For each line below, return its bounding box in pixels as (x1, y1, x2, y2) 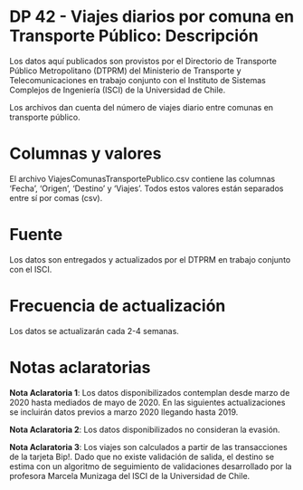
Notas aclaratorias (9, 357, 151, 378)
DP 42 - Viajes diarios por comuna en (9, 6, 295, 27)
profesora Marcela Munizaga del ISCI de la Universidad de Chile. (9, 470, 251, 481)
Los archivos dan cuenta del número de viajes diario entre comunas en (9, 101, 274, 112)
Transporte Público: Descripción (9, 25, 260, 46)
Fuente (9, 225, 63, 245)
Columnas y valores (9, 143, 162, 164)
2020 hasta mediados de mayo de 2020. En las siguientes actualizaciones (9, 397, 286, 408)
